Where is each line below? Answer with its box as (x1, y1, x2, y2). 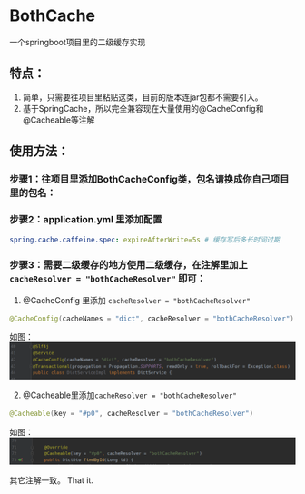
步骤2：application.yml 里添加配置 (9, 212, 162, 225)
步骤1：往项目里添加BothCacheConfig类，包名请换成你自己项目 (9, 173, 290, 186)
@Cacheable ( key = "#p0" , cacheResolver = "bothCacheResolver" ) (9, 409, 254, 418)
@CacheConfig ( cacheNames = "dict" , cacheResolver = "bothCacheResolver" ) (9, 314, 295, 323)
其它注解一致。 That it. (9, 475, 93, 486)
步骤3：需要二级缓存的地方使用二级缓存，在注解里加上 (9, 259, 248, 272)
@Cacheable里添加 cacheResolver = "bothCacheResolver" (22, 390, 238, 400)
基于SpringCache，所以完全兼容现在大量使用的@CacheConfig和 (22, 103, 264, 114)
